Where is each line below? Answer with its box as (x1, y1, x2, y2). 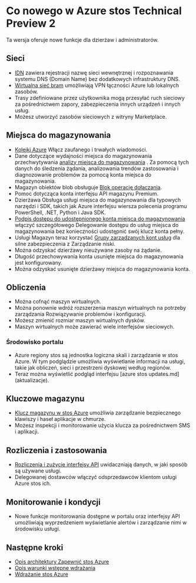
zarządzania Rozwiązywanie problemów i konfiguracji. (14, 310, 147, 318)
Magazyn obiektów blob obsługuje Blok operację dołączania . (14, 183, 162, 190)
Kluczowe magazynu (6, 394, 85, 404)
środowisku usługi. (14, 525, 61, 533)
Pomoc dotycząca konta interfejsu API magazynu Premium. (14, 190, 159, 197)
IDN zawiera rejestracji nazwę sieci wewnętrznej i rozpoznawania (14, 69, 174, 76)
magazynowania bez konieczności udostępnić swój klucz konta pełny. (14, 228, 185, 235)
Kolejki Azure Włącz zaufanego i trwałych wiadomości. (14, 146, 148, 153)
